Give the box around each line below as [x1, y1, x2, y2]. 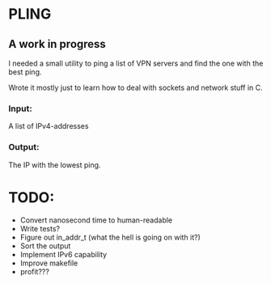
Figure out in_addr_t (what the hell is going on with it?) [19, 232, 201, 242]
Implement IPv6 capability [19, 249, 108, 259]
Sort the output [19, 240, 71, 251]
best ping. [8, 67, 42, 77]
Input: [8, 103, 32, 114]
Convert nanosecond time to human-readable [19, 215, 173, 225]
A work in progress [8, 37, 107, 51]
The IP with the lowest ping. [8, 159, 101, 170]
